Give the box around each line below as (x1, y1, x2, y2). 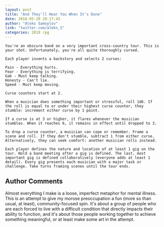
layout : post (5, 7, 32, 12)
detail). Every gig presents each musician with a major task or (5, 160, 141, 165)
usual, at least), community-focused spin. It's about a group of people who (5, 200, 156, 206)
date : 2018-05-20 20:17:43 (5, 16, 60, 21)
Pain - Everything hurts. (5, 65, 58, 70)
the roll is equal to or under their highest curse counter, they (5, 104, 144, 109)
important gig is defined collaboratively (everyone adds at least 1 (5, 155, 151, 160)
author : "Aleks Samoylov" (5, 21, 58, 26)
